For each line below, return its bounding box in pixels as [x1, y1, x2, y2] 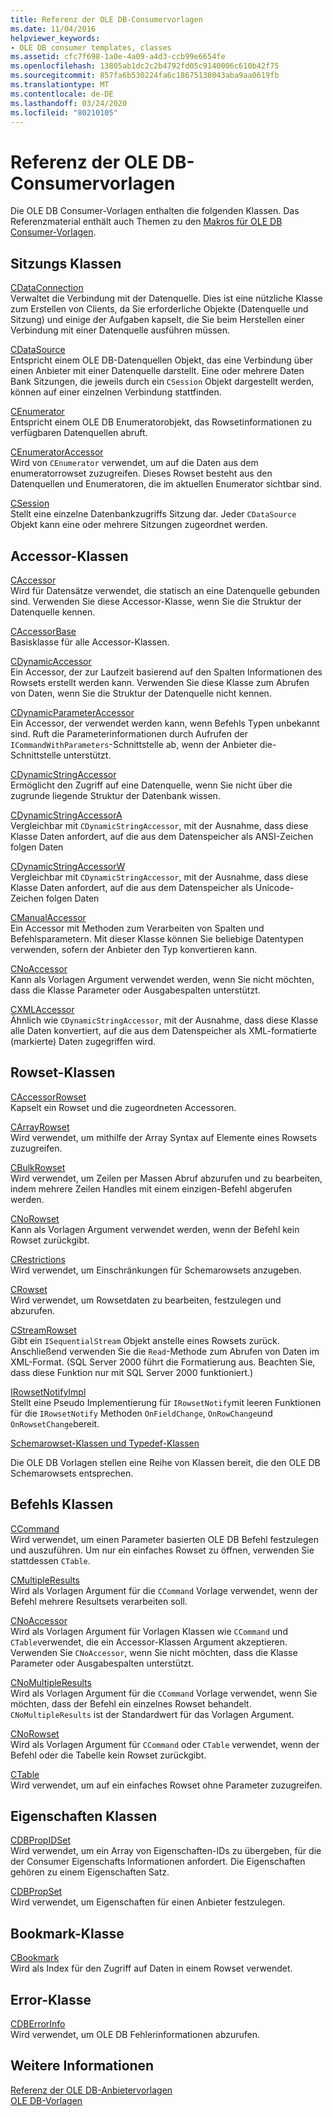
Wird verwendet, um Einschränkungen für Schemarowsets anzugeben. [10, 1264, 302, 1276]
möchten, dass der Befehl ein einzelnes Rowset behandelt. [10, 1697, 252, 1710]
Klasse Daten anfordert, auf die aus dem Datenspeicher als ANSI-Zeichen [10, 830, 314, 842]
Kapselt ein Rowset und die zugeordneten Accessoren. [10, 1101, 237, 1113]
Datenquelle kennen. [10, 606, 96, 618]
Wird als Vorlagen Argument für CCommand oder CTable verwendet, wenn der [10, 1738, 320, 1750]
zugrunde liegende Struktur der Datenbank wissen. [10, 789, 221, 801]
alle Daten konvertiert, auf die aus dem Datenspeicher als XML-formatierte [10, 1024, 317, 1036]
